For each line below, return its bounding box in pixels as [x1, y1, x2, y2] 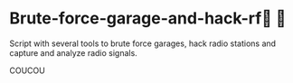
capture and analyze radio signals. [9, 47, 137, 58]
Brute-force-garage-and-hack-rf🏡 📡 [9, 8, 287, 29]
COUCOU [9, 65, 45, 76]
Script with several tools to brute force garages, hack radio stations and [9, 38, 277, 49]
